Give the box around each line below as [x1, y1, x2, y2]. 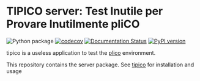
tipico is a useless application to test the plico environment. [6, 49, 156, 56]
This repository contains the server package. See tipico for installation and [6, 61, 194, 68]
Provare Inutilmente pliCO [6, 17, 140, 31]
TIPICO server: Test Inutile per [6, 4, 163, 18]
